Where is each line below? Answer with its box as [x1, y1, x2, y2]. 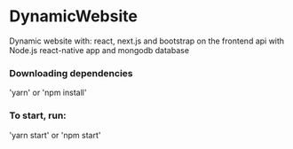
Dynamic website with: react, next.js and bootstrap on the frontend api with [9, 35, 285, 46]
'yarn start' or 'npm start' [9, 129, 101, 140]
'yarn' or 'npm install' [9, 87, 87, 98]
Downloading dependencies [9, 67, 133, 79]
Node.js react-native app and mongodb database [9, 44, 189, 55]
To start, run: [9, 109, 67, 122]
